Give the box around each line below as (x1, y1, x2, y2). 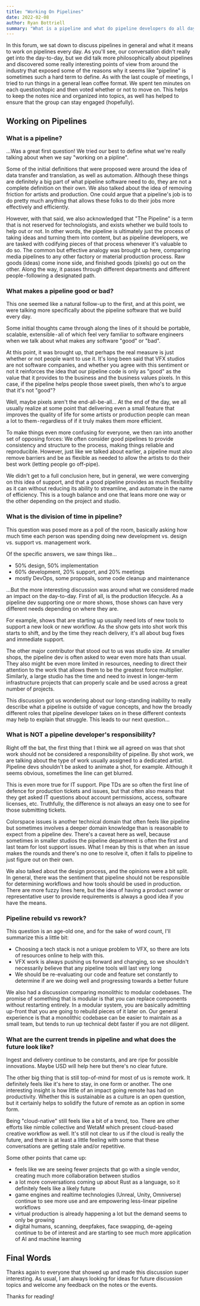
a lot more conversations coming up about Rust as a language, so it (14, 1178, 180, 1186)
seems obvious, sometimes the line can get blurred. (6, 769, 133, 776)
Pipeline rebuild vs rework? (6, 914, 87, 922)
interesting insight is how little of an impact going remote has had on (6, 1087, 174, 1094)
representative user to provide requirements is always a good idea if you (6, 893, 184, 900)
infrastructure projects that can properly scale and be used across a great (6, 679, 187, 686)
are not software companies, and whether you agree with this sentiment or (6, 361, 189, 369)
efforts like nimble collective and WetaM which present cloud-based (6, 1124, 174, 1131)
